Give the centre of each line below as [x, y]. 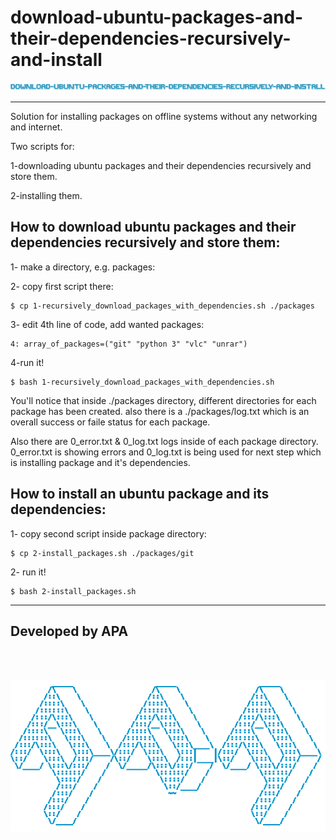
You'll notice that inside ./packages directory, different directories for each [163, 400]
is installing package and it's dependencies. [100, 462]
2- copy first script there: [62, 286]
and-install [56, 60]
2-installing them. [46, 195]
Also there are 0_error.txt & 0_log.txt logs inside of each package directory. [164, 441]
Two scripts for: [42, 146]
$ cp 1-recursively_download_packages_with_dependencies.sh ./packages [162, 306]
